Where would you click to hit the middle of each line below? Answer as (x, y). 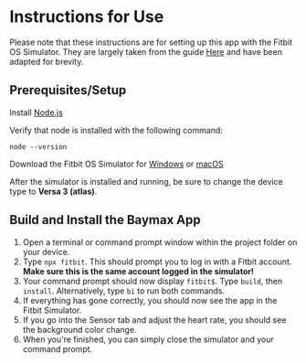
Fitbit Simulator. (52, 310)
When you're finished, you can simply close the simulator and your (148, 339)
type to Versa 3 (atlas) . (53, 191)
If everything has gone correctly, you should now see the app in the (150, 300)
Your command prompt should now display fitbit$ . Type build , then (153, 281)
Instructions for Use (87, 17)
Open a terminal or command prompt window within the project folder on (160, 242)
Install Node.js (37, 112)
